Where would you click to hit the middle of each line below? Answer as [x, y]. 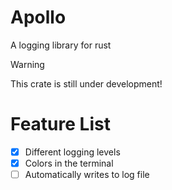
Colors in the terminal [69, 163]
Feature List [60, 124]
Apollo [38, 17]
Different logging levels [72, 152]
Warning [27, 64]
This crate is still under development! [86, 83]
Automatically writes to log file [87, 174]
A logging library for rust [61, 45]
